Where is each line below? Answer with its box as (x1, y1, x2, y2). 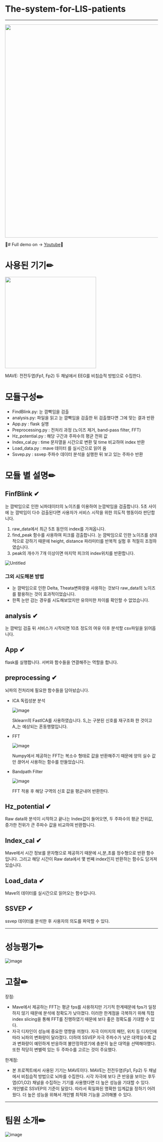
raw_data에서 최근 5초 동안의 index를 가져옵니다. (12, 526, 106, 532)
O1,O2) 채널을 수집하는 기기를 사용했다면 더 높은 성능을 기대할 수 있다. (17, 1079, 150, 1085)
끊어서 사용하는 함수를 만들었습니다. (17, 759, 85, 764)
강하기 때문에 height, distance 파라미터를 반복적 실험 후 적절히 (25, 538, 144, 544)
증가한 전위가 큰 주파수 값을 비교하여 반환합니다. (5, 822, 96, 828)
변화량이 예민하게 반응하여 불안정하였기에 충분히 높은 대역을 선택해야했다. (17, 1040, 156, 1046)
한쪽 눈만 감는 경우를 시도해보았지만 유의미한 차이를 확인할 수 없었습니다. (12, 597, 149, 603)
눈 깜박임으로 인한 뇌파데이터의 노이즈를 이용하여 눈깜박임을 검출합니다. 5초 (5, 503, 147, 509)
